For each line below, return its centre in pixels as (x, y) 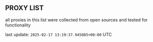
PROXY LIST (24, 8)
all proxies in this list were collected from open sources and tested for (76, 20)
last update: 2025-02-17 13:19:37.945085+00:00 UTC (59, 34)
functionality (18, 25)
